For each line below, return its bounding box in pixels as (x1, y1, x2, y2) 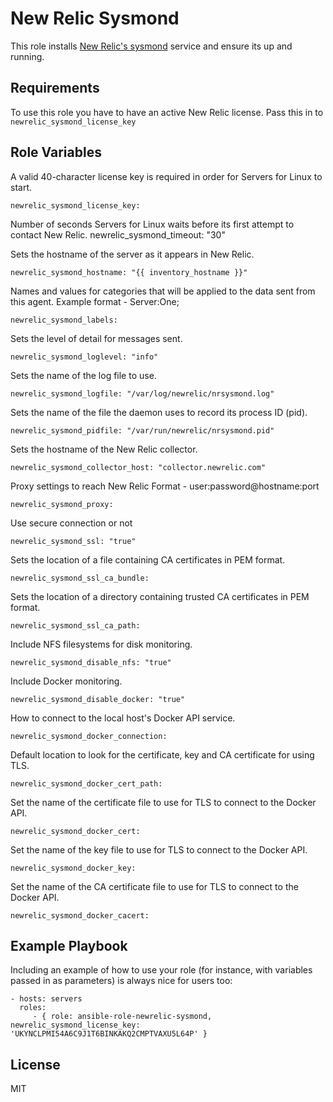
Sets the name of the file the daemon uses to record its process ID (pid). (10, 406, 308, 418)
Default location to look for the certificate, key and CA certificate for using (10, 748, 315, 761)
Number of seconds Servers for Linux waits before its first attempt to (10, 218, 295, 230)
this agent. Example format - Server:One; (10, 295, 180, 307)
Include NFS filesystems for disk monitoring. (10, 638, 193, 650)
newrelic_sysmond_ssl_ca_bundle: (10, 573, 150, 583)
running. (10, 50, 45, 62)
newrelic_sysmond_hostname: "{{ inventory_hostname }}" (10, 267, 248, 277)
